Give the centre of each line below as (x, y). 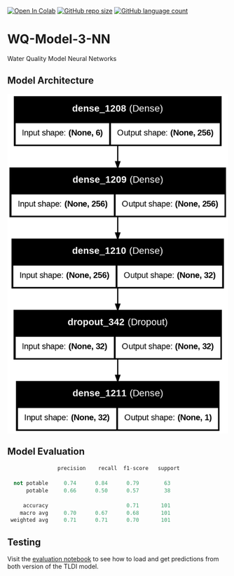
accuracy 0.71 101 (97, 505)
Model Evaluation (46, 451)
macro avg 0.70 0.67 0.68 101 (95, 513)
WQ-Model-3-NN (59, 39)
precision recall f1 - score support (118, 469)
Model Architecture (51, 81)
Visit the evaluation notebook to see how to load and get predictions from (113, 559)
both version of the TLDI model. (53, 567)
